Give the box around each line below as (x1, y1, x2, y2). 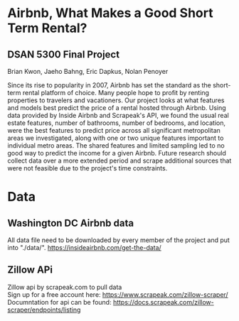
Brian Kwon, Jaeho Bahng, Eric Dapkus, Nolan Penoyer (7, 67, 169, 75)
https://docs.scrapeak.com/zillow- (112, 298, 215, 306)
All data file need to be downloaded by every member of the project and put (7, 236, 230, 244)
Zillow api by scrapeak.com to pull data (7, 283, 122, 291)
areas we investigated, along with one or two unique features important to (7, 134, 224, 142)
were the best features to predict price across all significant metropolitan (7, 126, 221, 134)
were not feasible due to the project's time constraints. (7, 164, 168, 172)
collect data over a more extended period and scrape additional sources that (7, 156, 232, 165)
